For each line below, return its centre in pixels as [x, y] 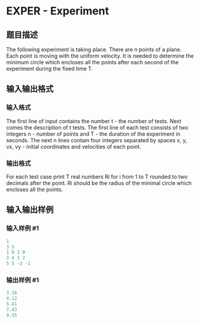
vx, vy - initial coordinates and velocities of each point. [74, 146]
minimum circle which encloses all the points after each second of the [93, 62]
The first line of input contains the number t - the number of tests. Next [94, 121]
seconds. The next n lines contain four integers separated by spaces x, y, [97, 140]
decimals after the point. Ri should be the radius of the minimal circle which [99, 183]
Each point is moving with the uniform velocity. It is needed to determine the [100, 56]
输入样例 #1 [22, 228]
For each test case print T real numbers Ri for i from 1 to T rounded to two [97, 177]
